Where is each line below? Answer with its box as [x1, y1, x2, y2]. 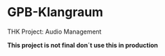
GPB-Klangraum [7, 4, 104, 20]
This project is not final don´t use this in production [7, 41, 159, 49]
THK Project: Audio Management [7, 27, 102, 36]
